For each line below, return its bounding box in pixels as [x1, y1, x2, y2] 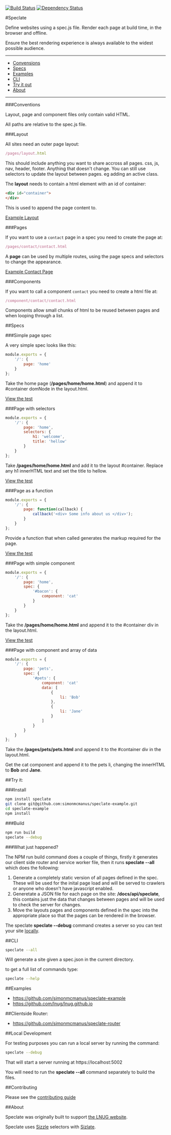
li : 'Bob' [60, 695, 81, 700]
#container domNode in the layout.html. [5, 385, 89, 392]
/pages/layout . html [5, 151, 47, 156]
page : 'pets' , [23, 666, 53, 672]
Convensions [12, 60, 41, 66]
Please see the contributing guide [5, 1094, 76, 1100]
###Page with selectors [5, 405, 55, 411]
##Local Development [5, 1030, 52, 1036]
